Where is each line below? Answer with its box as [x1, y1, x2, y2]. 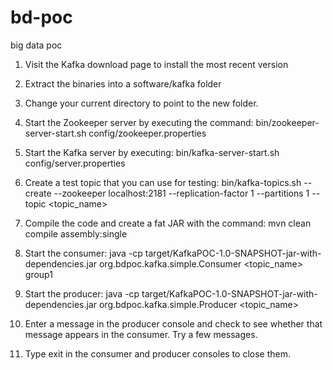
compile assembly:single [24, 227, 128, 240]
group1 [24, 268, 53, 280]
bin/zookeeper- [255, 116, 320, 128]
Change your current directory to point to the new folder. [24, 97, 259, 109]
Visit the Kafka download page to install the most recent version [24, 58, 289, 70]
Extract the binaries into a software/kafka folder [24, 77, 222, 90]
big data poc [10, 39, 63, 51]
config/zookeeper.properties [88, 127, 207, 139]
